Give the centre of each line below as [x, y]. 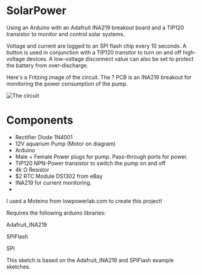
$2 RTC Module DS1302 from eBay [59, 176]
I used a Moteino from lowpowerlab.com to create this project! [84, 201]
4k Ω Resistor [32, 169]
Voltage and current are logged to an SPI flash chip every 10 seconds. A [96, 46]
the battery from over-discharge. [47, 65]
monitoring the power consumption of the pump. [67, 84]
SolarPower [37, 11]
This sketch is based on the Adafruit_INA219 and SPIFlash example [90, 260]
